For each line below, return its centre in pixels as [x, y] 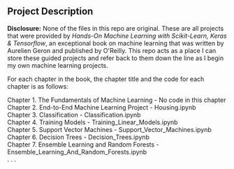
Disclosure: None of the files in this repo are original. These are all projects [116, 28]
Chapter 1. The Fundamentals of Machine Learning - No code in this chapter [117, 100]
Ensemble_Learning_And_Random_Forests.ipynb [77, 152]
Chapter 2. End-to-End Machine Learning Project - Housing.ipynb [102, 107]
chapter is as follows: [38, 86]
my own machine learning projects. [58, 65]
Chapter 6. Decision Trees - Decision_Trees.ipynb [79, 137]
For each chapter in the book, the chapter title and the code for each [106, 79]
